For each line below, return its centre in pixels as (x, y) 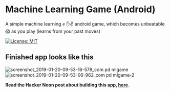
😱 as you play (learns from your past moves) (53, 31)
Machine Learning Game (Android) (80, 9)
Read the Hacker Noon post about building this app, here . (67, 85)
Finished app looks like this (49, 57)
